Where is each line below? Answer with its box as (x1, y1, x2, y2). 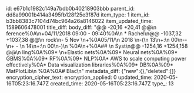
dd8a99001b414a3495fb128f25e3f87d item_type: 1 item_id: (6, 11, 150, 18)
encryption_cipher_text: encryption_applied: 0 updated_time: (6, 74, 153, 81)
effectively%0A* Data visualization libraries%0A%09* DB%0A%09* (6, 61, 173, 68)
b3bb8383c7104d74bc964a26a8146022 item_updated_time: (6, 18, 153, 24)
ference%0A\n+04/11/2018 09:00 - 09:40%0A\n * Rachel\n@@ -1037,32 (6, 30, 182, 37)
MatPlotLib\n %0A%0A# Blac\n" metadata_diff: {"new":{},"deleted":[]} (6, 68, 176, 74)
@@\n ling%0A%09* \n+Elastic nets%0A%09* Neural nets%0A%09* (6, 49, 178, 55)
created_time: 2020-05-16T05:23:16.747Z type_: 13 (49, 80, 174, 87)
